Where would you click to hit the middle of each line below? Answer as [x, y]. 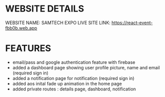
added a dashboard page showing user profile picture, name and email [86, 67]
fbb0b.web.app [21, 28]
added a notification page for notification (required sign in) [73, 78]
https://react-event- [132, 23]
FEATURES [28, 48]
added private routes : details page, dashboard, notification [74, 89]
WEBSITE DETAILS [45, 9]
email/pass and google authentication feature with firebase [74, 62]
